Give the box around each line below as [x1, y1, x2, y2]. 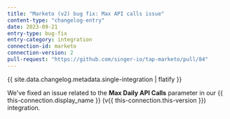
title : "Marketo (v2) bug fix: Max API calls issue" [7, 10, 165, 17]
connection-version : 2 [7, 50, 74, 57]
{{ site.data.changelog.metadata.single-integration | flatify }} [7, 75, 182, 83]
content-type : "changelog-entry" [7, 17, 105, 24]
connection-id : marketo [7, 43, 77, 50]
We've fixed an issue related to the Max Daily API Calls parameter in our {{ [7, 88, 223, 97]
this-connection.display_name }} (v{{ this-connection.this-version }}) [7, 96, 207, 104]
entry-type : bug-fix [7, 29, 68, 37]
